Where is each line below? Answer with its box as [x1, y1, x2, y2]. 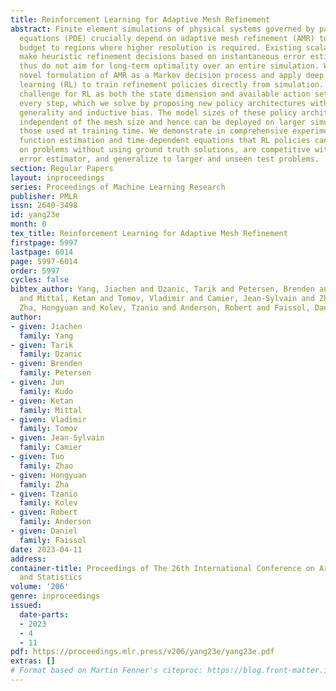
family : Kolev [19, 498, 78, 508]
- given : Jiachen [10, 321, 83, 331]
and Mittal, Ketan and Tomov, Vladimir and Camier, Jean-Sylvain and [19, 294, 315, 304]
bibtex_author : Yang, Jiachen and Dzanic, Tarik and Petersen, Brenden [10, 284, 315, 295]
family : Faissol [19, 535, 87, 545]
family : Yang [19, 331, 74, 341]
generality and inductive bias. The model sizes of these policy [19, 107, 298, 118]
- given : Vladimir [10, 414, 87, 425]
